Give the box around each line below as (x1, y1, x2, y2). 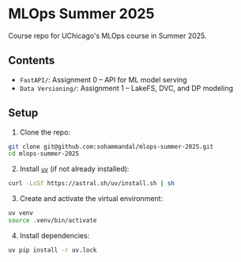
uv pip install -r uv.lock (8, 246, 97, 254)
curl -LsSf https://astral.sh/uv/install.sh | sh (8, 180, 175, 188)
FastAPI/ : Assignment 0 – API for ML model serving (19, 74, 187, 84)
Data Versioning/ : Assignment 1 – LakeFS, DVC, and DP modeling (19, 83, 233, 93)
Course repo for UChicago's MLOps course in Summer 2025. (8, 31, 207, 40)
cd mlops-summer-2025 (8, 150, 80, 158)
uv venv (8, 209, 34, 218)
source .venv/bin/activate (8, 217, 97, 225)
